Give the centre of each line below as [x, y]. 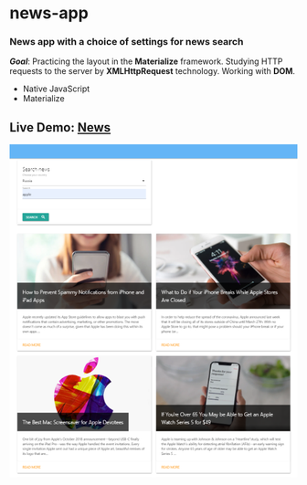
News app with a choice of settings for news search [127, 42]
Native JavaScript [56, 89]
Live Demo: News [60, 127]
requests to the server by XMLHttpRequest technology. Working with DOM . [152, 71]
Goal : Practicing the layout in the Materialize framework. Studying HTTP [146, 61]
